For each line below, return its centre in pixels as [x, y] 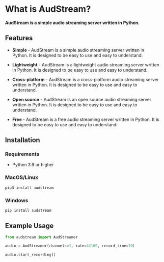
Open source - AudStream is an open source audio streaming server [82, 99]
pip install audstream [28, 210]
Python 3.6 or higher [33, 165]
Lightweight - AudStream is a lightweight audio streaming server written [86, 64]
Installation [23, 140]
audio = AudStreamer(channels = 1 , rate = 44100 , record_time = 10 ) [70, 246]
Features [19, 38]
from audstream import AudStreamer [41, 237]
